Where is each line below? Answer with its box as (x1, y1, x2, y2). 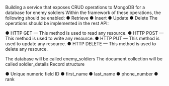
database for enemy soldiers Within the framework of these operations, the (5, 10, 161, 16)
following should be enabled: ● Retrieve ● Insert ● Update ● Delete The (5, 15, 157, 21)
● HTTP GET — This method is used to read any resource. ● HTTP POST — (5, 30, 164, 36)
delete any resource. (5, 46, 48, 52)
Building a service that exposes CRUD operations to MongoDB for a (5, 5, 145, 10)
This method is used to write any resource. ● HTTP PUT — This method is (5, 35, 160, 41)
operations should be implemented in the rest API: (5, 20, 109, 26)
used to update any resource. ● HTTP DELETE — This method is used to (5, 41, 156, 47)
